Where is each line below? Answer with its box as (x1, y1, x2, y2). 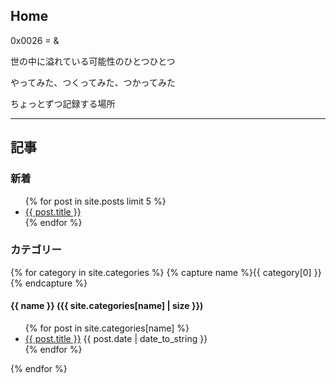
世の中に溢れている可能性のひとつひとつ (10, 55, 176, 67)
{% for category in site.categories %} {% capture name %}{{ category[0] (10, 266, 312, 278)
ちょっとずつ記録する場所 (10, 97, 116, 109)
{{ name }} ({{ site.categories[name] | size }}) (10, 300, 204, 312)
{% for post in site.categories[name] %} (24, 322, 190, 334)
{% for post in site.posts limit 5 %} (24, 195, 167, 207)
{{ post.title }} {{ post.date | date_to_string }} (24, 333, 208, 344)
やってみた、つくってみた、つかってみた (10, 76, 176, 88)
